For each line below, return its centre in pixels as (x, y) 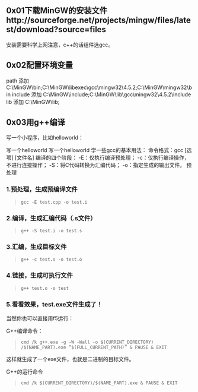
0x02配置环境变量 (39, 65)
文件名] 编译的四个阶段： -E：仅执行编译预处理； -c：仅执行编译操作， (103, 158)
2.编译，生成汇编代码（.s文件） (51, 218)
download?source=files (61, 29)
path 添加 (18, 80)
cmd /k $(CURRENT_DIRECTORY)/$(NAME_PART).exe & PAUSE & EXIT (99, 383)
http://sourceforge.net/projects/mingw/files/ (92, 20)
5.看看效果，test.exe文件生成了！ (54, 304)
